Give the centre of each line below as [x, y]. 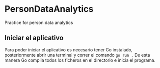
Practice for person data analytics [39, 23]
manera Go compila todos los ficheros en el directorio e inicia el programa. [80, 60]
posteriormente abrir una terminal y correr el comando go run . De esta [77, 55]
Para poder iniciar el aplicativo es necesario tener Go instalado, [69, 49]
